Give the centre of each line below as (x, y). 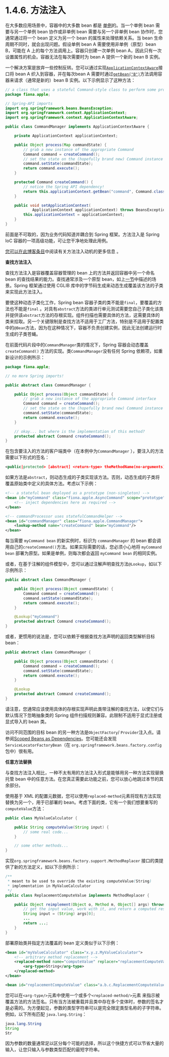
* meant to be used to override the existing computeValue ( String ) (79, 881)
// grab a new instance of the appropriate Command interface (90, 399)
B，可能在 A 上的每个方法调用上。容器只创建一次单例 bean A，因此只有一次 (83, 50)
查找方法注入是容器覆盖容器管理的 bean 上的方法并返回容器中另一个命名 (80, 272)
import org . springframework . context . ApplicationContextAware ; (72, 118)
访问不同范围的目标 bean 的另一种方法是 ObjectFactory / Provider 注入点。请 (83, 732)
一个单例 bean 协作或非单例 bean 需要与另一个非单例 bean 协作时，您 (91, 31)
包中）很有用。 (21, 751)
